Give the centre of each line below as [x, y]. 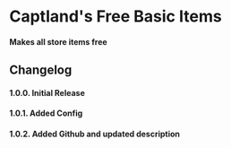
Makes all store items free [58, 41]
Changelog [41, 70]
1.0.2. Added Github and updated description [95, 134]
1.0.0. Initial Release [47, 92]
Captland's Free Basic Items [115, 17]
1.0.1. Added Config [46, 113]
